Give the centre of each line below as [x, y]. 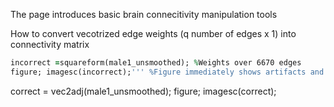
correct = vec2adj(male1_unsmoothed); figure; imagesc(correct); [143, 91]
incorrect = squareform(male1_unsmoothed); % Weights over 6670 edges [156, 63]
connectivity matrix [50, 44]
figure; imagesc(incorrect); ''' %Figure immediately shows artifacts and [167, 72]
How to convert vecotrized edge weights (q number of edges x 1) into [153, 33]
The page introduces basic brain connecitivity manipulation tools [144, 14]
